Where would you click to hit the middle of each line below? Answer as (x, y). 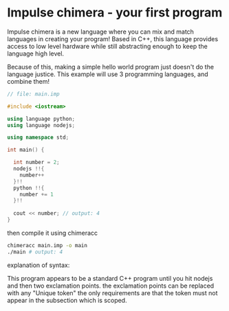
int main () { (26, 150)
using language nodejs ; (41, 125)
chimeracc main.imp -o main (47, 245)
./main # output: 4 (35, 252)
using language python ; (41, 119)
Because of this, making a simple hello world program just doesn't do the (111, 67)
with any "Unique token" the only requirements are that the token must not (112, 292)
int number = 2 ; (36, 163)
